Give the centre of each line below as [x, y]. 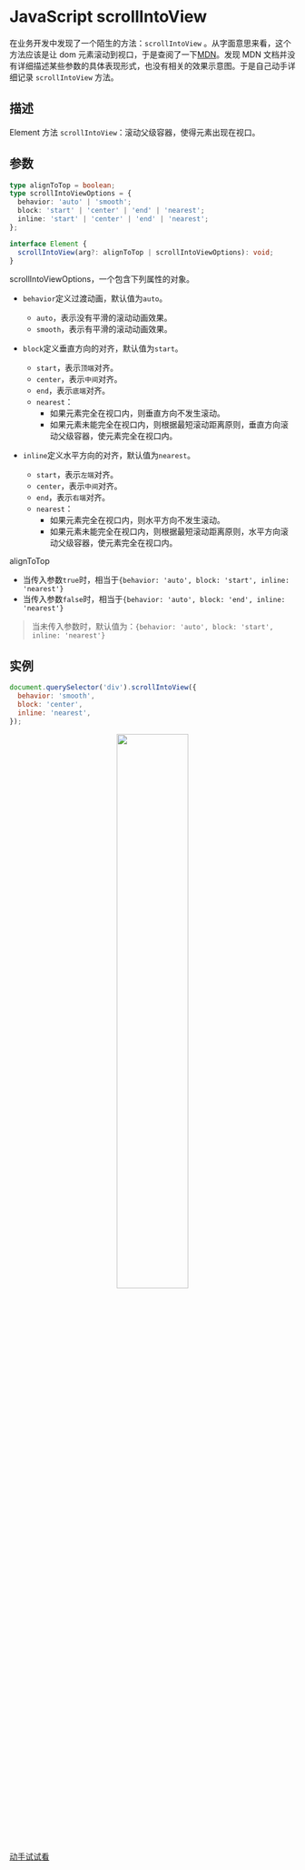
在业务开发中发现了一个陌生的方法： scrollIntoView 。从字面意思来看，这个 [151, 43]
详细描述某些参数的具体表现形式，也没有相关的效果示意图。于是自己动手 [152, 65]
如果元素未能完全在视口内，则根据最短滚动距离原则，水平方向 [165, 532]
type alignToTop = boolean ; [63, 185]
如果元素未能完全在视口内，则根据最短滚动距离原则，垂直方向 [165, 425]
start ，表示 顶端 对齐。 [77, 368]
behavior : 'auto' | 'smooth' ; [74, 202]
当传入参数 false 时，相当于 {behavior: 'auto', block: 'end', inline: [154, 599]
